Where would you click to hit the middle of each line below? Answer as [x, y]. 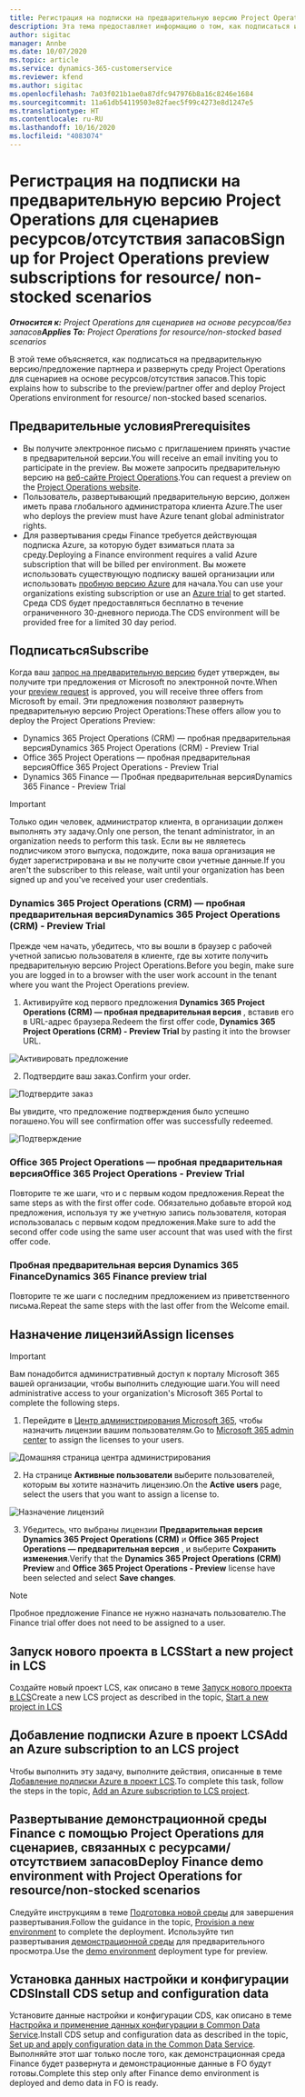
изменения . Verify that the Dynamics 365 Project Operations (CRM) [152, 1559]
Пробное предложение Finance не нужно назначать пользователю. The [148, 1613]
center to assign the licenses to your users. [103, 1440]
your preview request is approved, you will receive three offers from [136, 692]
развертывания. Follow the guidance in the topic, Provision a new [132, 1922]
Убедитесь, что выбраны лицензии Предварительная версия [143, 1530]
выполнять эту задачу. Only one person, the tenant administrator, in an [142, 832]
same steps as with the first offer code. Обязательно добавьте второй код [151, 1203]
